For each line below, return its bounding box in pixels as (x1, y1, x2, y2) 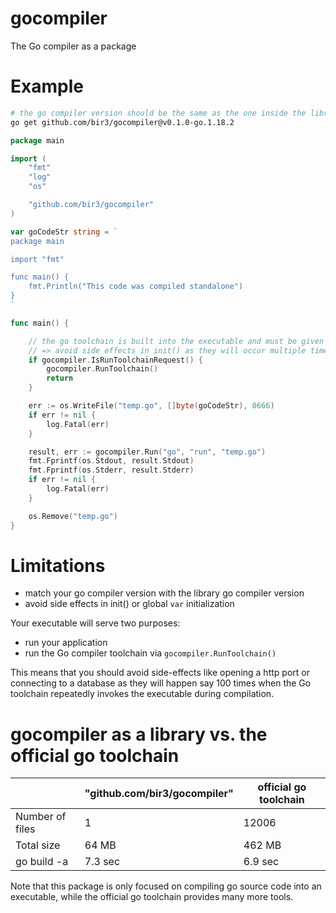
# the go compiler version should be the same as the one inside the (10, 108, 307, 118)
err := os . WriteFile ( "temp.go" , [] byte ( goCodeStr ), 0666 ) (28, 401, 275, 411)
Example (10, 75, 84, 98)
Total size (15, 838, 61, 852)
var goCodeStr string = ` (10, 227, 118, 237)
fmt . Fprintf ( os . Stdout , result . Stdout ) (28, 456, 195, 466)
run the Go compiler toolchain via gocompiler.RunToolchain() (24, 647, 277, 659)
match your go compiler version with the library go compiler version (24, 587, 305, 599)
